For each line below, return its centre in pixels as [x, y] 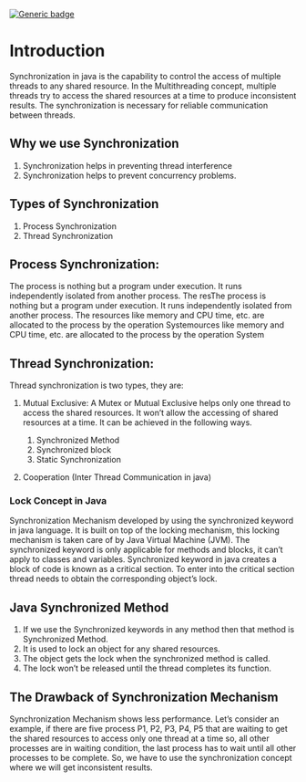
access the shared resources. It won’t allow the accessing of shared [150, 413]
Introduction [57, 51]
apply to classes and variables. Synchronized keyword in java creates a [143, 559]
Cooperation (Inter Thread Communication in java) [117, 477]
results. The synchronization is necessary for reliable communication [139, 105]
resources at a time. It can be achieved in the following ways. [137, 422]
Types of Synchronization [84, 204]
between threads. [42, 115]
